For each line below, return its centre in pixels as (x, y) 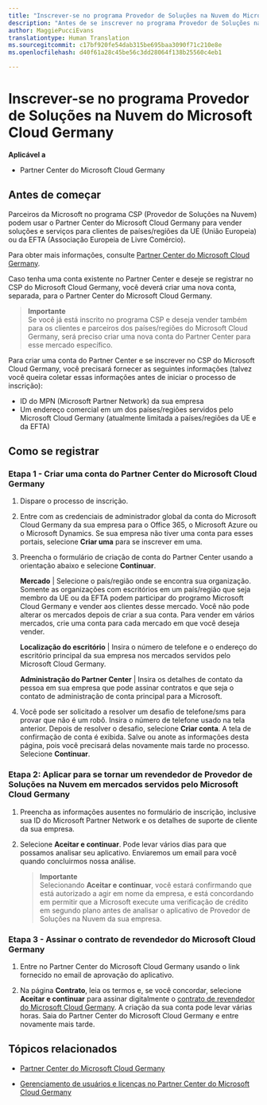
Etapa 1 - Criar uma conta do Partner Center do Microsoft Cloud (133, 474)
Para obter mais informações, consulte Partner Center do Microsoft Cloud (129, 254)
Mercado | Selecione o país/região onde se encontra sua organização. (135, 581)
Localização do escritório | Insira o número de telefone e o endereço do (138, 647)
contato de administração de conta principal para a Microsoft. (121, 696)
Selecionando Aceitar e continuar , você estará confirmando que (145, 885)
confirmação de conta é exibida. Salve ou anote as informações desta (134, 737)
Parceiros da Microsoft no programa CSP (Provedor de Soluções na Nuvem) (133, 214)
